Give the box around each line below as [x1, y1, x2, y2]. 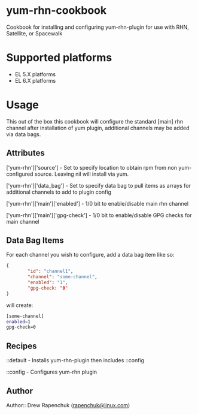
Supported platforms [6, 51, 112, 65]
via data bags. [6, 130, 41, 138]
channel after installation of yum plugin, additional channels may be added [6, 124, 190, 131]
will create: [6, 301, 33, 309]
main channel [6, 218, 39, 225]
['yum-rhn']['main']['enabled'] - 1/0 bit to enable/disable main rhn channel [6, 200, 189, 207]
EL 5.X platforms [14, 70, 56, 78]
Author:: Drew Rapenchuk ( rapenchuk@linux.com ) [6, 401, 130, 408]
